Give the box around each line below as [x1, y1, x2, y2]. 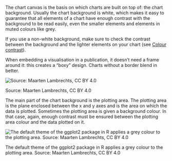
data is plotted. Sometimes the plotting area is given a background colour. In [5, 108, 167, 114]
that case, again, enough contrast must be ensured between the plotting [5, 113, 158, 120]
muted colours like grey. [5, 26, 56, 32]
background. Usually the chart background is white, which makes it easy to [5, 10, 164, 16]
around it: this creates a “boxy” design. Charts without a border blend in [5, 62, 158, 68]
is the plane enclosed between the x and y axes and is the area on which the [5, 103, 167, 109]
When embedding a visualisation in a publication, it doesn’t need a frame [5, 57, 159, 63]
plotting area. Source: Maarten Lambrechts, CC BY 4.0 [5, 150, 121, 155]
